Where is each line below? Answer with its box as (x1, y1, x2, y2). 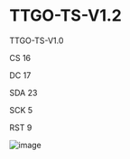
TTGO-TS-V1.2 (9, 5, 122, 26)
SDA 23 (9, 87, 38, 98)
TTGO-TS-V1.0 (9, 35, 64, 46)
